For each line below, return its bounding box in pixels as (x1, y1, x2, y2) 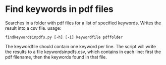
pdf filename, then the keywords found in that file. (5, 54, 107, 60)
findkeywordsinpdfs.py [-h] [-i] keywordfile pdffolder (5, 35, 123, 40)
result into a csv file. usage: (5, 25, 61, 31)
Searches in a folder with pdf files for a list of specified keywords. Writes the (5, 20, 162, 26)
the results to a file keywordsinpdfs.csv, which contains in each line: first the (5, 49, 161, 55)
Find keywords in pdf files (5, 3, 114, 15)
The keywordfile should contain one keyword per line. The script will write (5, 43, 156, 49)
